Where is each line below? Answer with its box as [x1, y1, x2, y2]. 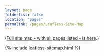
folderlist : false [5, 12, 43, 17]
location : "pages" [5, 17, 43, 22]
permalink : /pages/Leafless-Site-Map [5, 21, 84, 27]
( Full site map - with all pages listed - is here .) [5, 35, 99, 41]
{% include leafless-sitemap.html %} [5, 45, 81, 51]
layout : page [5, 7, 32, 13]
